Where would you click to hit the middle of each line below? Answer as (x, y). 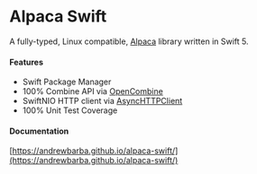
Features (26, 62)
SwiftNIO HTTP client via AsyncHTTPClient (102, 101)
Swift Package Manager (67, 82)
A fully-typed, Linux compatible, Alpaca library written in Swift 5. (129, 41)
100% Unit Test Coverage (70, 110)
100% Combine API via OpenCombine (93, 91)
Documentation (39, 131)
